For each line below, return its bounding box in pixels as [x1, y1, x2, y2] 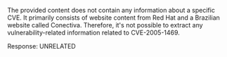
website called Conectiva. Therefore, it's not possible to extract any [7, 21, 203, 29]
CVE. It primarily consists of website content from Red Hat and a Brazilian [7, 13, 220, 22]
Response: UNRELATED [7, 42, 76, 50]
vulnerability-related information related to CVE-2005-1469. [7, 28, 181, 37]
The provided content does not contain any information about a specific [7, 6, 216, 14]
